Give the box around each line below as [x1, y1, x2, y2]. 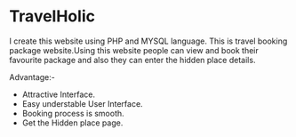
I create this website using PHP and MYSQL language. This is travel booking [9, 36, 288, 46]
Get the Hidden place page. [21, 117, 124, 128]
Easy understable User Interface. [21, 98, 144, 109]
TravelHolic [9, 6, 96, 27]
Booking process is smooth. [21, 108, 124, 118]
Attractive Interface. [21, 89, 96, 100]
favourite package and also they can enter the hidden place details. [9, 54, 256, 65]
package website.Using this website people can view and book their [9, 44, 260, 55]
